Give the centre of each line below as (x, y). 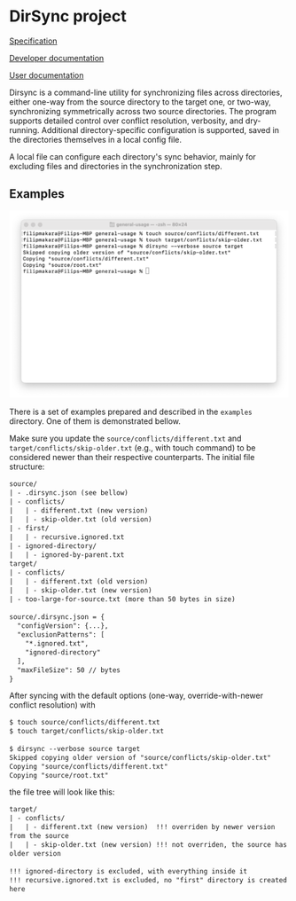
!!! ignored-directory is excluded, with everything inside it (129, 871)
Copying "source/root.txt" (59, 775)
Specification (33, 41)
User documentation (47, 75)
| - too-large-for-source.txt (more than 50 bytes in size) (123, 599)
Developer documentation (57, 58)
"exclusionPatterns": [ (61, 635)
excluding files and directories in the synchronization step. (116, 166)
